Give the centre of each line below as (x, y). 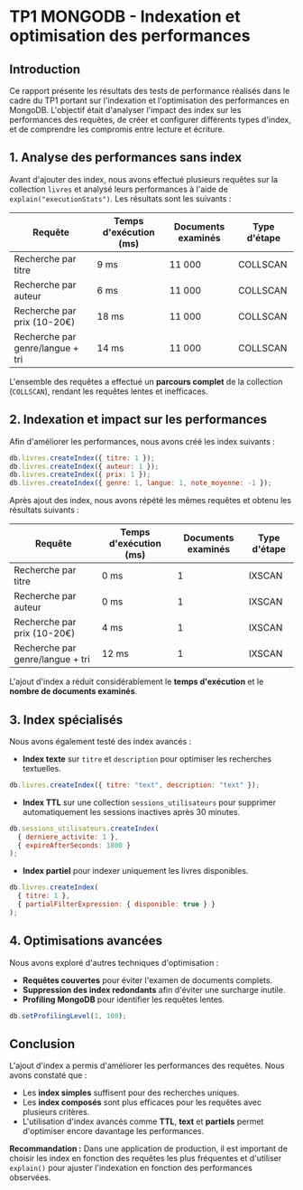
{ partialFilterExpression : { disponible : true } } (117, 904)
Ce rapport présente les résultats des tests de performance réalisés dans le (150, 91)
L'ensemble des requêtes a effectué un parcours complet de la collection (146, 381)
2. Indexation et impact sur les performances (138, 420)
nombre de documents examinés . (73, 691)
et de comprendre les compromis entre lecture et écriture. (117, 129)
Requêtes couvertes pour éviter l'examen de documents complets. (147, 980)
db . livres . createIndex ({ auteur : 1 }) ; (84, 466)
